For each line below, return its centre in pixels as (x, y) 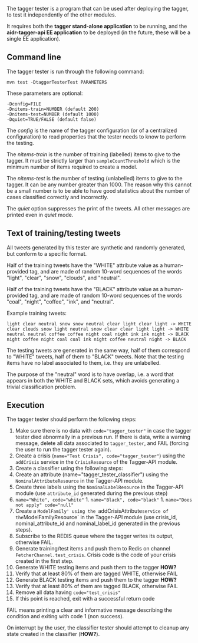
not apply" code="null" (44, 505)
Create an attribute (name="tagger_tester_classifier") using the (92, 474)
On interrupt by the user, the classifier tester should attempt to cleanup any (98, 628)
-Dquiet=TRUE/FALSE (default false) (52, 119)
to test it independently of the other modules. (62, 15)
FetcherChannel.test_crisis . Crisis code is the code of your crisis (95, 555)
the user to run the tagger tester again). (63, 450)
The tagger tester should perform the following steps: (72, 419)
